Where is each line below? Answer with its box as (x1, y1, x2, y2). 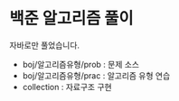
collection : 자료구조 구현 (22, 81, 112, 92)
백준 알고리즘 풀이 (9, 8, 134, 29)
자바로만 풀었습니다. (9, 40, 80, 50)
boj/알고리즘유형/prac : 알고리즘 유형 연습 (22, 69, 171, 81)
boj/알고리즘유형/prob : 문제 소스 (22, 59, 140, 69)
